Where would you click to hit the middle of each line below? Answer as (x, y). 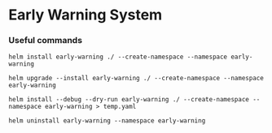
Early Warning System (86, 15)
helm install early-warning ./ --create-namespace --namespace (118, 57)
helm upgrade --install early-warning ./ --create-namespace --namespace (136, 79)
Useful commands (46, 41)
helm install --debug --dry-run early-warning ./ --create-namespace (129, 100)
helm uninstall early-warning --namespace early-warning (107, 121)
